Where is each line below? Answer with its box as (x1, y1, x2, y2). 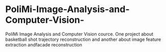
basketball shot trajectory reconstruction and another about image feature (5, 36, 161, 42)
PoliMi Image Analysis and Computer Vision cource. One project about (5, 31, 154, 37)
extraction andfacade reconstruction (5, 41, 83, 47)
